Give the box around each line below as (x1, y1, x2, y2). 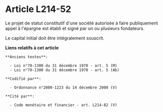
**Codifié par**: (5, 76, 41, 81)
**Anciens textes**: (5, 54, 48, 59)
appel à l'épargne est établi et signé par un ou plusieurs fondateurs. (5, 25, 145, 31)
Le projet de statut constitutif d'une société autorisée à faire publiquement (5, 20, 158, 26)
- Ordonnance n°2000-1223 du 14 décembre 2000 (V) (9, 85, 117, 90)
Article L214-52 (5, 3, 71, 15)
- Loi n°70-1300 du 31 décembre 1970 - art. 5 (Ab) (9, 67, 120, 72)
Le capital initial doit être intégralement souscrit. (5, 35, 104, 41)
